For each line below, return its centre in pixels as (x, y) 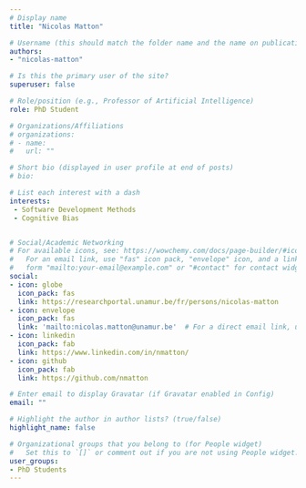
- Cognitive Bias (46, 218)
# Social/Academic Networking (67, 242)
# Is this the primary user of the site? (89, 76)
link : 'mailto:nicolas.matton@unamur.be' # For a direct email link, (154, 327)
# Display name (38, 18)
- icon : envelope (42, 310)
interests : (30, 201)
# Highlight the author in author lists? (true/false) (116, 420)
